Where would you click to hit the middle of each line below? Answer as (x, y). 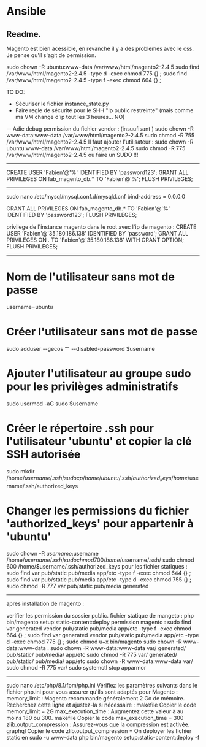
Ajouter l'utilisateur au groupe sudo (99, 374)
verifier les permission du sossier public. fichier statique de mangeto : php (100, 616)
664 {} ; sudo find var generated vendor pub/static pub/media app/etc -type (103, 635)
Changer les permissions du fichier (98, 511)
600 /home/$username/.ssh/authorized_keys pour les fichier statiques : (97, 567)
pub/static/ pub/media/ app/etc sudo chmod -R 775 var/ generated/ (92, 655)
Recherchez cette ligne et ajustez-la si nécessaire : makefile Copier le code (101, 705)
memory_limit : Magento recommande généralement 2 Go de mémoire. (96, 699)
